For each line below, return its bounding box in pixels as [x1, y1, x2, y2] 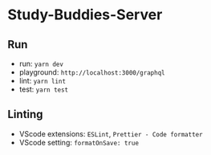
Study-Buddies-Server [7, 6, 163, 24]
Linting [7, 108, 43, 121]
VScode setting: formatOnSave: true [18, 137, 140, 147]
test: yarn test [18, 84, 69, 94]
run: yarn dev [18, 59, 63, 68]
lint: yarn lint [18, 76, 66, 85]
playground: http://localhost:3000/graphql [18, 67, 165, 77]
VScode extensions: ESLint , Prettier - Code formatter [18, 128, 203, 138]
